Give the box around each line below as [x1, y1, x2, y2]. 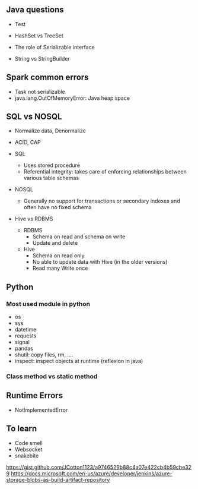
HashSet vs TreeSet [14, 32, 63, 39]
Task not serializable [14, 88, 65, 95]
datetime [14, 326, 37, 333]
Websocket [14, 446, 43, 453]
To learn [6, 424, 37, 434]
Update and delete [32, 239, 78, 247]
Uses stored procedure [23, 162, 81, 169]
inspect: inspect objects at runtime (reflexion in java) [14, 358, 143, 365]
